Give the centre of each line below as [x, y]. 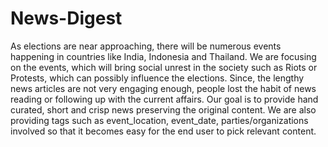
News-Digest [66, 18]
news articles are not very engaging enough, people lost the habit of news [163, 88]
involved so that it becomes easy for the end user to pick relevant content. [163, 131]
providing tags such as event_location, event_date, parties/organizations [159, 120]
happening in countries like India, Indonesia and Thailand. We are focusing [163, 56]
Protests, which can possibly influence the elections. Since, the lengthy [157, 78]
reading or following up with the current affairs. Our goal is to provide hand [164, 99]
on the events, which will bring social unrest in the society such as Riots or [164, 67]
